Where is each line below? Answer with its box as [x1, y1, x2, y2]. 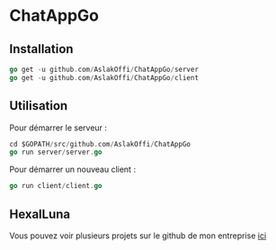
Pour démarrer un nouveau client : [9, 164, 137, 175]
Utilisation [9, 98, 68, 113]
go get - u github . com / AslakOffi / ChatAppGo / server [9, 65, 200, 74]
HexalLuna [9, 206, 71, 221]
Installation [9, 41, 74, 57]
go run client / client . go [9, 182, 102, 191]
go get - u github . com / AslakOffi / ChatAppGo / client [9, 73, 200, 82]
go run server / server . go [9, 147, 102, 157]
